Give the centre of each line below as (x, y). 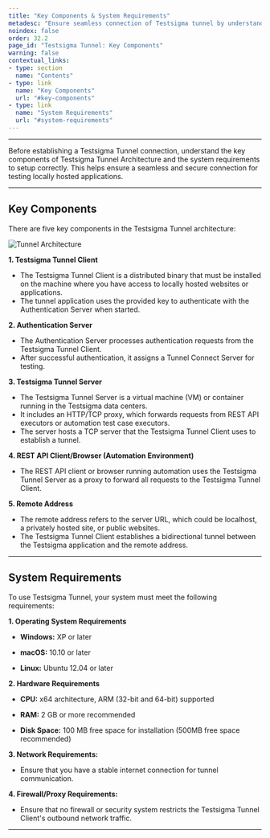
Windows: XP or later (56, 636)
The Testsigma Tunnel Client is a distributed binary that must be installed (140, 275)
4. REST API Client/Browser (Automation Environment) (101, 456)
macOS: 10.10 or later (55, 652)
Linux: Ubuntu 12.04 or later (67, 668)
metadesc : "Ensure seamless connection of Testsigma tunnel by (117, 23)
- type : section (35, 68)
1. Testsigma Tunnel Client (53, 260)
